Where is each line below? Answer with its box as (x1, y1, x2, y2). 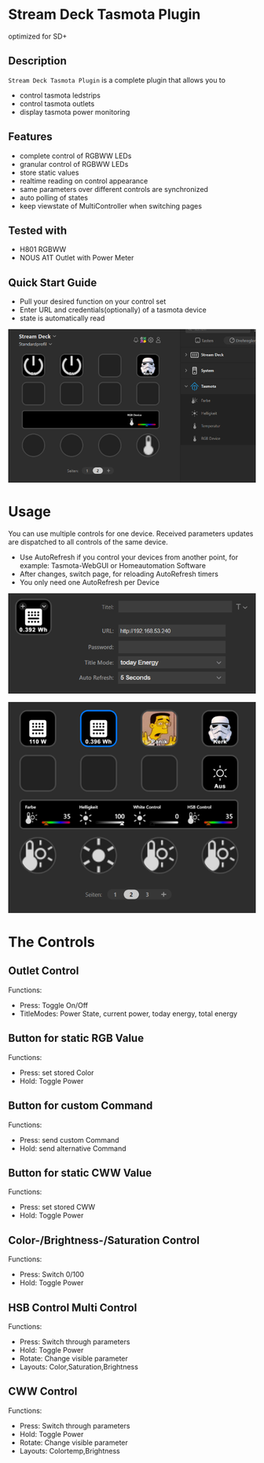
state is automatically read (19, 313, 105, 323)
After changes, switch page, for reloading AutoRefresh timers (19, 569, 218, 578)
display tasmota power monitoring (19, 107, 130, 116)
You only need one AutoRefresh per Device (19, 577, 159, 587)
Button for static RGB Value (8, 1032, 144, 1045)
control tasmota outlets (19, 98, 95, 108)
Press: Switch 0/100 (19, 1269, 85, 1280)
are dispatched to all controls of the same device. (8, 537, 169, 546)
